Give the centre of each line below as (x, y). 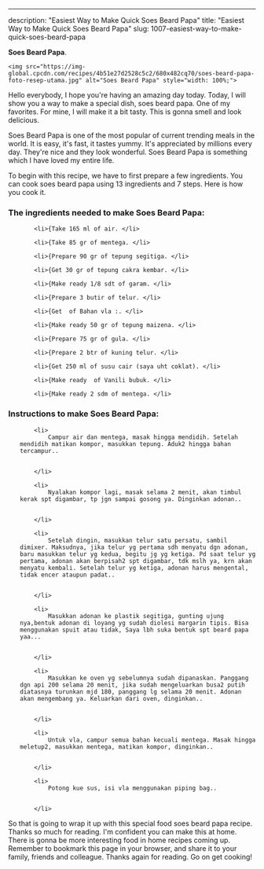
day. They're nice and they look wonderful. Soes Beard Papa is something (128, 152)
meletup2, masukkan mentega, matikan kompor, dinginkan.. (116, 747)
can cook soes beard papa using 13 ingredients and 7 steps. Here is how (126, 184)
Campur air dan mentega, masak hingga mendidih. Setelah (143, 437)
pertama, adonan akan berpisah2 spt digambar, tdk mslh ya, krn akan (136, 561)
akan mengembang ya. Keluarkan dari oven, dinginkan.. (111, 698)
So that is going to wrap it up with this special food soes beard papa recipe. (130, 823)
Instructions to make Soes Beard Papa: (84, 414)
